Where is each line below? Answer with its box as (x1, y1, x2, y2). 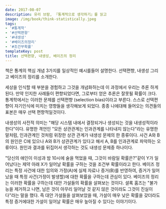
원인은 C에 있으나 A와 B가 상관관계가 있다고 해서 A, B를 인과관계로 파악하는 (10, 139, 156, 144)
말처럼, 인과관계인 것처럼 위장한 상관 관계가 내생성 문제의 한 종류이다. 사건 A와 (5, 132, 156, 138)
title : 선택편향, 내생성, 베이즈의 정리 (5, 53, 76, 59)
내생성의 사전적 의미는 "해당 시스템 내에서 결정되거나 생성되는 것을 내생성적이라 (5, 120, 158, 126)
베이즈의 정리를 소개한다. (10, 74, 58, 80)
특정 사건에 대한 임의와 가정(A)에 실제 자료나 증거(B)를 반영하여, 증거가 (14, 167, 151, 174)
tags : (5, 21, 16, 26)
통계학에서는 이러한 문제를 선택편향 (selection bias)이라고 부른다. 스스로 (5, 97, 145, 103)
